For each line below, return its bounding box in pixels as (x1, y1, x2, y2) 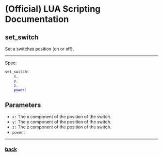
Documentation (5, 14, 69, 25)
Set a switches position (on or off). (5, 46, 74, 52)
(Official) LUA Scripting (5, 3, 101, 15)
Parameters (5, 101, 41, 109)
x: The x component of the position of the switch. (12, 114, 112, 120)
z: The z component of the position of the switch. (12, 124, 112, 130)
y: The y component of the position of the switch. (12, 119, 112, 125)
